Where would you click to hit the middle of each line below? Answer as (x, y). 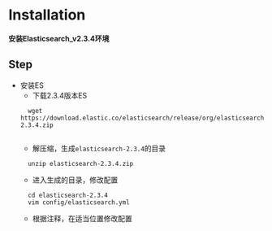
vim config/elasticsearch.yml (79, 202)
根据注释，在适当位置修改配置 (82, 218)
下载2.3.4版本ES (60, 95)
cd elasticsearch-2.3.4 (68, 195)
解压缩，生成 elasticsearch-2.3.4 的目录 (99, 148)
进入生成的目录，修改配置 (75, 180)
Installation (47, 15)
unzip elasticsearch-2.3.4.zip (81, 163)
